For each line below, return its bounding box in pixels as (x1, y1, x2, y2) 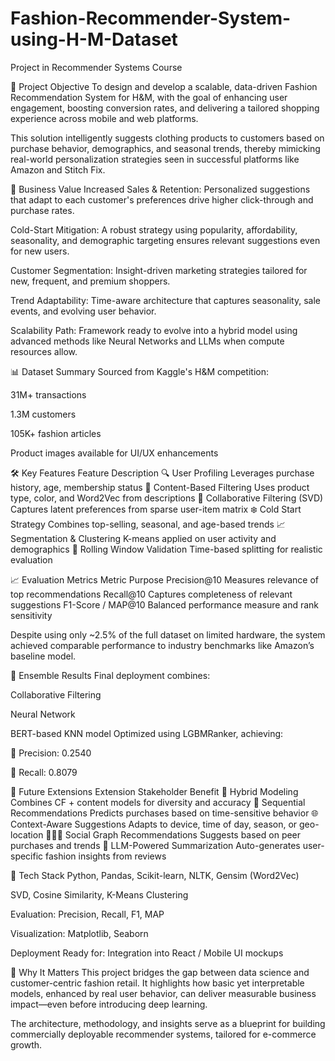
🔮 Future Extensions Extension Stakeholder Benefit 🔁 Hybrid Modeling (10, 785, 299, 797)
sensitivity (10, 609, 53, 621)
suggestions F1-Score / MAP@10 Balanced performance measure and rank (10, 598, 320, 611)
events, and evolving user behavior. (10, 305, 157, 317)
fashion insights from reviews (45, 850, 167, 862)
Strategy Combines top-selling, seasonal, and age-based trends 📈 (10, 518, 286, 530)
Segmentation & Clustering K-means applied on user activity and (10, 532, 277, 544)
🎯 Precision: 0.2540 (10, 747, 92, 759)
